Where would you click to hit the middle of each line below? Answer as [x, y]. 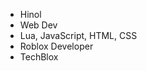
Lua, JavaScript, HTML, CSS [78, 35]
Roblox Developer [56, 46]
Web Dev [38, 25]
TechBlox [39, 57]
